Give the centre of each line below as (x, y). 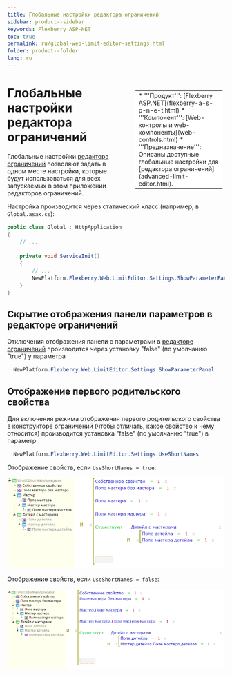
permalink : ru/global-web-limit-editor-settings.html (86, 44)
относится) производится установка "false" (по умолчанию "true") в (108, 433)
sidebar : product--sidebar (46, 22)
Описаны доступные (169, 154)
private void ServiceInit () (60, 256)
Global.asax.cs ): (31, 213)
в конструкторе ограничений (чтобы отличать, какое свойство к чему (111, 426)
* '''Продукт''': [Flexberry (175, 95)
